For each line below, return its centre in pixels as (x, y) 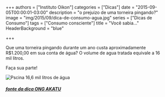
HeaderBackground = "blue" (35, 28)
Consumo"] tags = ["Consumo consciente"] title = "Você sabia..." (72, 23)
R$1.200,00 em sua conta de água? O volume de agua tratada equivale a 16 (83, 53)
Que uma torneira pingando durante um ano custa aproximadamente (76, 48)
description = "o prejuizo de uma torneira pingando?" (104, 12)
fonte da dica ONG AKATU (33, 89)
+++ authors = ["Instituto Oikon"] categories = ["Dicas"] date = (70, 7)
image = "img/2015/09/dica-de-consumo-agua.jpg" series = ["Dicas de (79, 18)
